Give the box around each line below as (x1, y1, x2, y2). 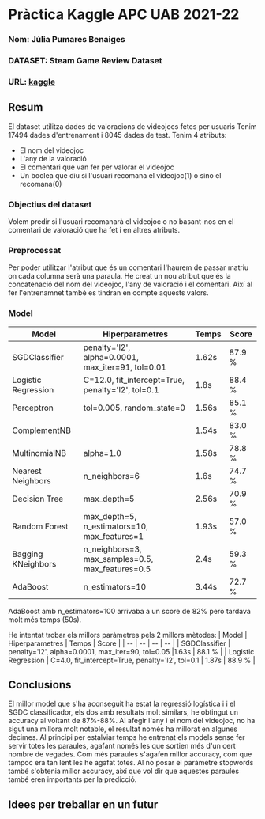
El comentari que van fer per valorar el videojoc (19, 162, 175, 172)
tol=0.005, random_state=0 (83, 402, 185, 413)
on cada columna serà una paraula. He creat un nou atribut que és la (8, 271, 231, 281)
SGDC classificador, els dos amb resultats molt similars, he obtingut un (8, 707, 239, 717)
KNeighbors (12, 558, 57, 569)
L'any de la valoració (19, 154, 87, 163)
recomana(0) (19, 179, 62, 188)
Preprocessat (8, 245, 62, 256)
